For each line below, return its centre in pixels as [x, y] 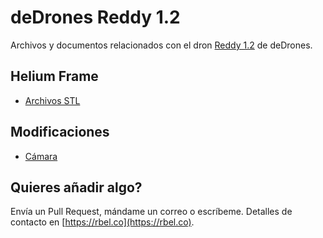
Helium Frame [54, 76]
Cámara [41, 156]
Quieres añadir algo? [76, 187]
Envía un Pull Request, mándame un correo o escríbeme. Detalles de [151, 212]
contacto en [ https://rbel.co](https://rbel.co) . [102, 222]
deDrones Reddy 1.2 [95, 17]
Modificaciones [60, 132]
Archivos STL [52, 100]
